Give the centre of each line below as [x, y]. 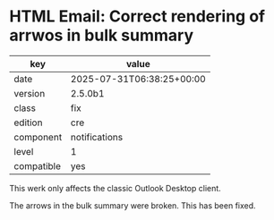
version [30, 93]
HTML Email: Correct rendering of [137, 17]
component [38, 137]
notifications [97, 137]
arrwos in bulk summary [102, 35]
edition [28, 123]
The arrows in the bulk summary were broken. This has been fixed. [133, 205]
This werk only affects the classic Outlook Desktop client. [115, 188]
